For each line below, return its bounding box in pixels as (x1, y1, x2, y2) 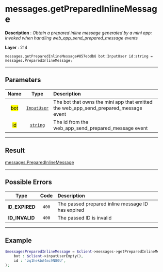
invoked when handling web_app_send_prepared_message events (5, 35, 138, 41)
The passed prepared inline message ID (57, 200, 148, 207)
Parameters (5, 76, 41, 84)
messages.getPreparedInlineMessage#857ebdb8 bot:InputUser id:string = (5, 54, 153, 59)
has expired (57, 207, 84, 214)
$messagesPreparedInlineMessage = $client (5, 249, 92, 254)
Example (5, 236, 32, 244)
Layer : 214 (5, 44, 28, 50)
